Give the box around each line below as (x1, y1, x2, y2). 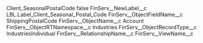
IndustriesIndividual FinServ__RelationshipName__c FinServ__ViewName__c (6, 30, 194, 37)
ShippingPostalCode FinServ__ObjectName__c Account (6, 17, 144, 24)
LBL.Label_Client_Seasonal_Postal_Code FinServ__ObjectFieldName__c (6, 11, 184, 18)
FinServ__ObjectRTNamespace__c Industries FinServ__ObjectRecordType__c (6, 24, 198, 30)
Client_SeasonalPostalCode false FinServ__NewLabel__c (6, 5, 147, 11)
